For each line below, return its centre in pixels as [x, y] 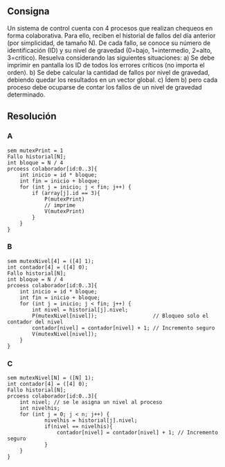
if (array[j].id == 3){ [66, 193]
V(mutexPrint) [64, 211]
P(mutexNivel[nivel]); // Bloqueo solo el [120, 316]
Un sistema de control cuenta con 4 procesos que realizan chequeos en [110, 28]
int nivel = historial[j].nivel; [80, 309]
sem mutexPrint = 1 [35, 151]
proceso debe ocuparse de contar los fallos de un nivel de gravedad [105, 87]
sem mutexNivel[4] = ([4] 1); [51, 261]
